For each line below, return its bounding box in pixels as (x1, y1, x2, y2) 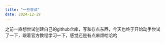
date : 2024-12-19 (5, 12, 41, 17)
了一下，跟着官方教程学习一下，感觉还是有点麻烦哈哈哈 (5, 32, 117, 38)
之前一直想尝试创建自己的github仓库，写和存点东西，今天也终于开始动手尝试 (5, 26, 161, 32)
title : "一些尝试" (5, 7, 40, 12)
